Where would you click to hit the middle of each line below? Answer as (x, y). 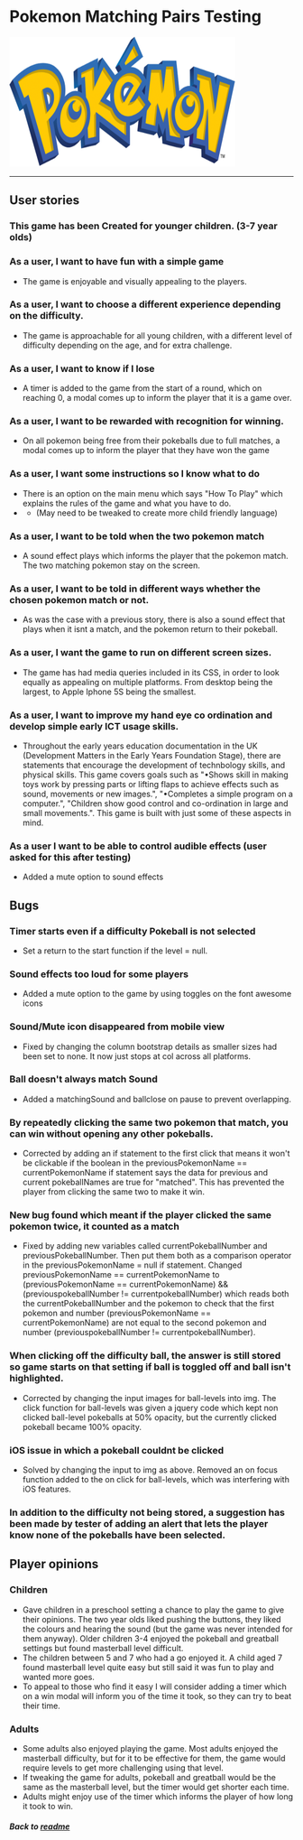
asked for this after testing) (70, 857)
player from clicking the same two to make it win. (114, 1192)
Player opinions (54, 1564)
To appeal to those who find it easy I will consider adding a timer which (154, 1687)
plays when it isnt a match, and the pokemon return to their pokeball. (150, 629)
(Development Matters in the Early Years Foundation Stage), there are (151, 755)
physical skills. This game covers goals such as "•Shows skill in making (155, 775)
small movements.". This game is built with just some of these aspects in (156, 813)
